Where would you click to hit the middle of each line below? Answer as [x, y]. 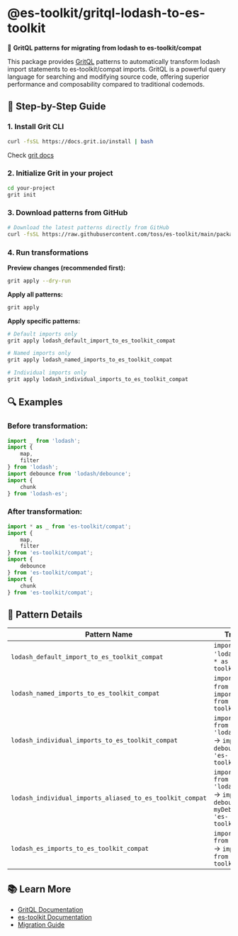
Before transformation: [48, 426]
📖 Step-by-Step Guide [57, 107]
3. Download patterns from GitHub [68, 213]
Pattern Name [109, 634]
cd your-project [31, 188]
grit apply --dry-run [39, 281]
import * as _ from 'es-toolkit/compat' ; [69, 527]
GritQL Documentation [50, 909]
